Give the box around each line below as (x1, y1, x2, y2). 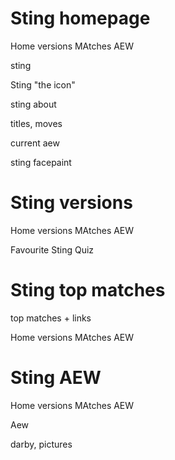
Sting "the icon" (10, 78, 76, 91)
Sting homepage (10, 7, 151, 30)
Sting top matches (10, 279, 166, 302)
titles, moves (10, 117, 63, 129)
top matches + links (10, 312, 92, 324)
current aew (10, 137, 60, 149)
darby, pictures (10, 438, 73, 450)
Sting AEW (10, 367, 102, 389)
